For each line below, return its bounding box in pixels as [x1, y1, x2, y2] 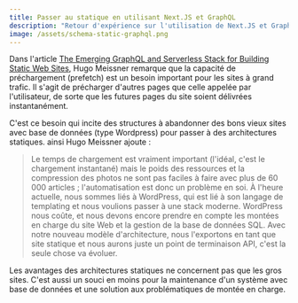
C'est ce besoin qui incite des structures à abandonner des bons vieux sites [9, 118, 286, 128]
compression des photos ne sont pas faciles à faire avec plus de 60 [30, 173, 278, 183]
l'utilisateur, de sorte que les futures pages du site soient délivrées [9, 91, 253, 102]
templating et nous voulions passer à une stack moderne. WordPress [30, 201, 284, 212]
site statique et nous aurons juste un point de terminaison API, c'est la [30, 238, 286, 249]
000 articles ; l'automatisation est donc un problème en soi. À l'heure [30, 183, 284, 193]
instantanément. [9, 101, 69, 112]
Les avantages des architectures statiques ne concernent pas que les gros [9, 265, 282, 276]
